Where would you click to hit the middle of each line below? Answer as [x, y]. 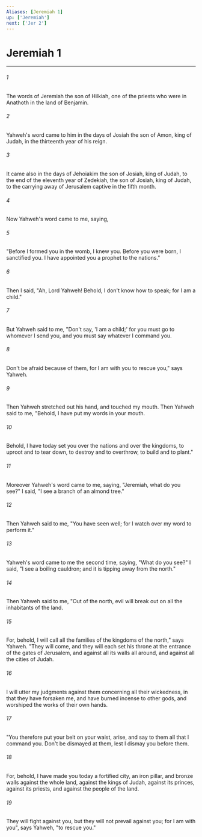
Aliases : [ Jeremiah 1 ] [35, 12]
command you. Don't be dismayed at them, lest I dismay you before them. [98, 743]
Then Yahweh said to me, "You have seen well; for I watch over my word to [99, 523]
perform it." [20, 530]
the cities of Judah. [30, 659]
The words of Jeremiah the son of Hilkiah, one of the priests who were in [96, 96]
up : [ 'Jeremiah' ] [28, 17]
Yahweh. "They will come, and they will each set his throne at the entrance [99, 647]
